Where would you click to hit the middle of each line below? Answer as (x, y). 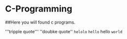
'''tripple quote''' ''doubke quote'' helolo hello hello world (64, 31)
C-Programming (39, 9)
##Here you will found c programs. (40, 22)
